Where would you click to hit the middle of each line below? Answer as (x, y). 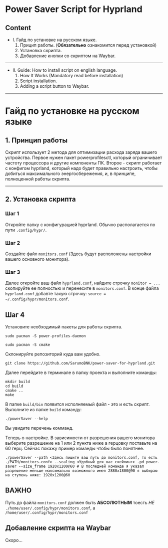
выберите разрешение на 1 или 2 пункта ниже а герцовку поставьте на (81, 443)
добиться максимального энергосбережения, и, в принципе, (70, 173)
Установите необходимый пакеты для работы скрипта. (64, 327)
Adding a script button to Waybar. (54, 86)
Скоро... (14, 540)
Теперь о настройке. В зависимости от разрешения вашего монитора (80, 438)
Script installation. (38, 81)
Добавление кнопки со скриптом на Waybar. (68, 56)
